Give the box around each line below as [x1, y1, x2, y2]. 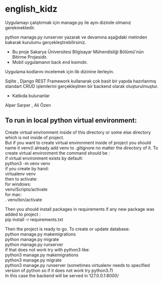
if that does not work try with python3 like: [5, 246, 90, 252]
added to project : [5, 211, 41, 217]
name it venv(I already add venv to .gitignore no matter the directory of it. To [5, 145, 158, 151]
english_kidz [5, 3, 57, 15]
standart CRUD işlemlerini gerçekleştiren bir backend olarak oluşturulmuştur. [5, 83, 159, 89]
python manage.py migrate [5, 236, 59, 242]
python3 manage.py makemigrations [5, 252, 79, 258]
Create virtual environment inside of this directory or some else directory [5, 129, 151, 135]
